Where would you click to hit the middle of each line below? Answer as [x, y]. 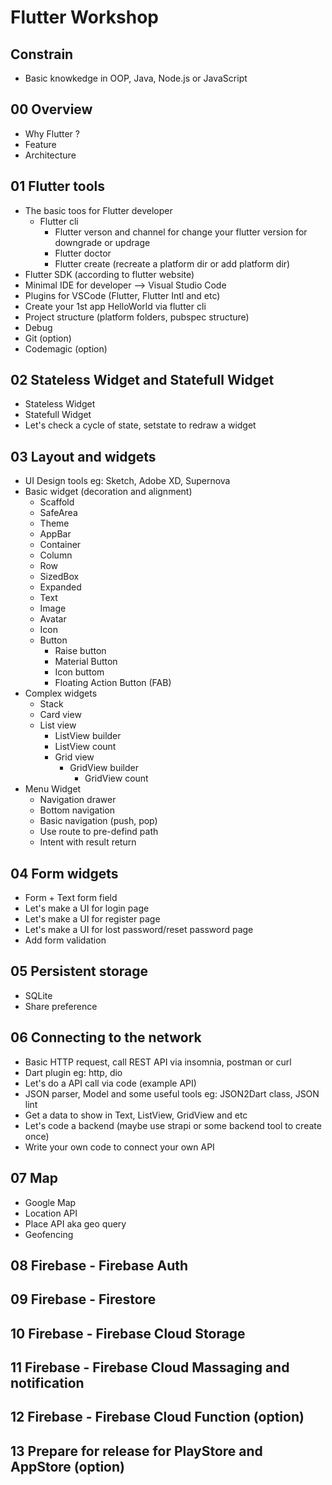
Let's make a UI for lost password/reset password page [139, 930]
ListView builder [88, 736]
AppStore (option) [67, 1466]
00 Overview [51, 109]
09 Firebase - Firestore [83, 1299]
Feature [40, 144]
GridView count [116, 778]
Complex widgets [61, 693]
